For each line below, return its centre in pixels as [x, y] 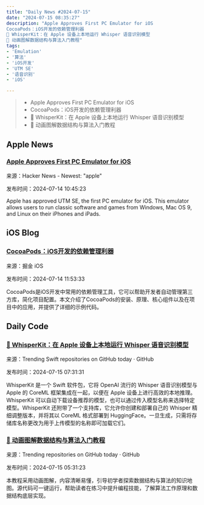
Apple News [30, 145]
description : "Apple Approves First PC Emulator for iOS [80, 23]
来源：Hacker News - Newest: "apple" [54, 176]
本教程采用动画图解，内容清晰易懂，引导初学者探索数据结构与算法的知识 [97, 481]
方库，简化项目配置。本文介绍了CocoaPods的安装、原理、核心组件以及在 [98, 299]
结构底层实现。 [30, 496]
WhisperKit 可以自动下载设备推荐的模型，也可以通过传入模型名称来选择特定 [101, 400]
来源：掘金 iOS [25, 266]
